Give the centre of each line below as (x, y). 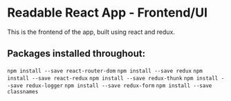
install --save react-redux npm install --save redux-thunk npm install (113, 78)
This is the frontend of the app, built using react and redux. (91, 32)
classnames (23, 91)
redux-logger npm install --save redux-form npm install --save (119, 85)
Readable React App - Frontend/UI (108, 13)
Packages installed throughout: (76, 54)
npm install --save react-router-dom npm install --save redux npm (105, 71)
